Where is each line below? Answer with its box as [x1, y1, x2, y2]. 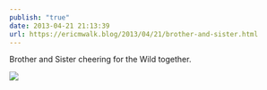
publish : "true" [9, 12, 70, 22]
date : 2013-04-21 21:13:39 [9, 21, 110, 30]
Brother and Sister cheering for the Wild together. [9, 54, 192, 65]
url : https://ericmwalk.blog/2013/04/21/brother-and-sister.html [9, 29, 258, 38]
